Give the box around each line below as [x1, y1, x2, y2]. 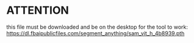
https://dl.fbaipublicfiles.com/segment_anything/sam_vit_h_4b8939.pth [6, 29, 185, 36]
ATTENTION [6, 4, 69, 17]
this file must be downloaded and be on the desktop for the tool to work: [6, 23, 188, 30]
